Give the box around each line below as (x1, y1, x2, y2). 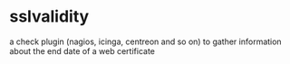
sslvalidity (9, 6, 90, 27)
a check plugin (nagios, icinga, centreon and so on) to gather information (9, 36, 283, 47)
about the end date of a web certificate (9, 45, 156, 56)
